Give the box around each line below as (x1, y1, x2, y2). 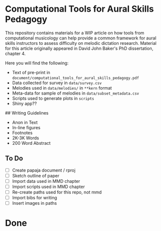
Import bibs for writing (12, 195, 58, 201)
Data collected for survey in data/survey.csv (12, 79, 102, 86)
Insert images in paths (12, 200, 57, 206)
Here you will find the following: (5, 60, 69, 66)
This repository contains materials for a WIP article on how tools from (5, 30, 145, 36)
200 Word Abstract (12, 140, 51, 146)
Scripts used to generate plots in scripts (12, 95, 94, 101)
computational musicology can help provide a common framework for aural (5, 35, 157, 41)
